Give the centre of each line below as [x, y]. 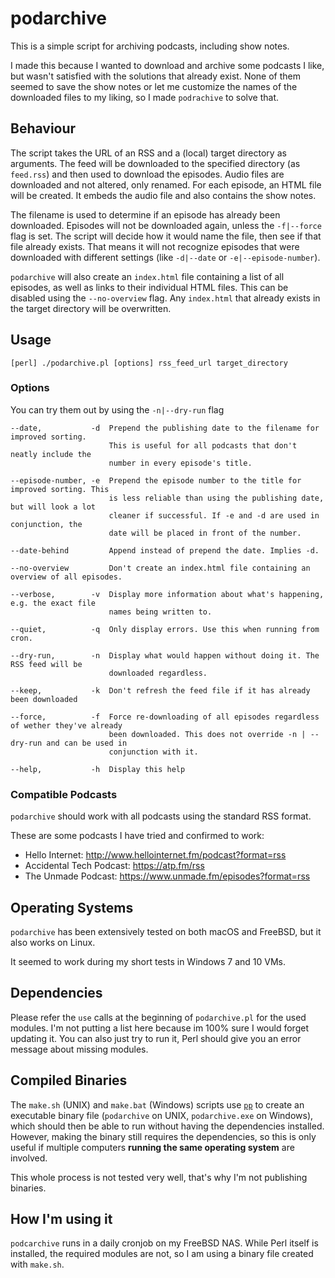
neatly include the [51, 454]
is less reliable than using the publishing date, [216, 498]
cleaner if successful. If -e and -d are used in [214, 515]
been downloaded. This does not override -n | [207, 734]
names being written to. [160, 612]
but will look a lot [53, 507]
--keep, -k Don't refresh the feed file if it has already [160, 690]
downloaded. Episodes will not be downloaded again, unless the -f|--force [166, 225]
